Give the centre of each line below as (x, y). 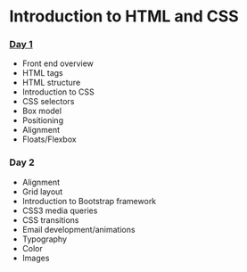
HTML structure (51, 83)
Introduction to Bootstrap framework (89, 201)
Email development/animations (78, 229)
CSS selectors (48, 102)
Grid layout (42, 191)
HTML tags (43, 73)
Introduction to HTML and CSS (124, 16)
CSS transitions (50, 219)
